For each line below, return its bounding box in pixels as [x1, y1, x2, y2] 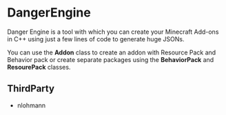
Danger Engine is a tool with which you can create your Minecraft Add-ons [7, 28, 219, 36]
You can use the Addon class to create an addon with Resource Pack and [7, 48, 216, 56]
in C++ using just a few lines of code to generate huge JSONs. [7, 34, 185, 43]
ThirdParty [7, 83, 55, 94]
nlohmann [17, 101, 46, 109]
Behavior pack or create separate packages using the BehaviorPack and [7, 55, 214, 63]
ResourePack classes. [7, 63, 71, 71]
